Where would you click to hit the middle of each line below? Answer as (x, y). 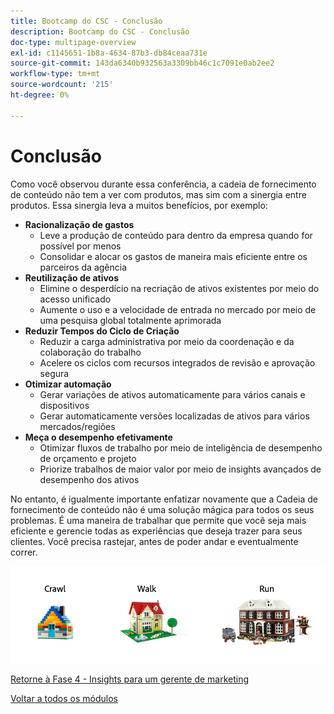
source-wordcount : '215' (62, 85)
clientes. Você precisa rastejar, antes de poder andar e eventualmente (154, 541)
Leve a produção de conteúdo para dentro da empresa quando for (176, 235)
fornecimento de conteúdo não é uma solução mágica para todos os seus (162, 509)
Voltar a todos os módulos (64, 698)
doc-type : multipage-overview (73, 42)
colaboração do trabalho (90, 352)
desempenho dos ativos (89, 479)
